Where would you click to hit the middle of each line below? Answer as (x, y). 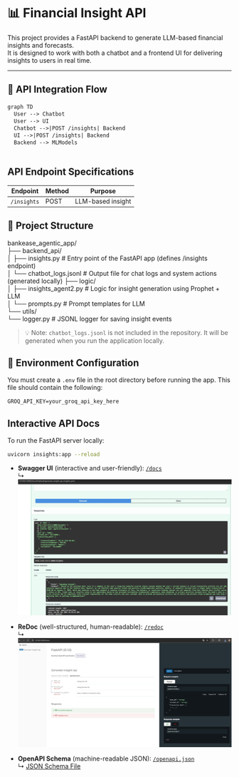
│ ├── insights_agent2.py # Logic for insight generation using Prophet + (114, 288)
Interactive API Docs (54, 423)
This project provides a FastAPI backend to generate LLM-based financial (115, 37)
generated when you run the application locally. (95, 340)
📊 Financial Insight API (77, 13)
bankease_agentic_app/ (42, 243)
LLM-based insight (103, 201)
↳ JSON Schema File (49, 766)
